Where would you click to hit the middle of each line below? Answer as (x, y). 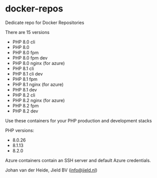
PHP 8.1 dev (25, 89)
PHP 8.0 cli (24, 42)
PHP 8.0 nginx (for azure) (38, 63)
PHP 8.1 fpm (25, 79)
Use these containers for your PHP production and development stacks (78, 120)
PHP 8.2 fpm (25, 105)
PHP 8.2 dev (25, 111)
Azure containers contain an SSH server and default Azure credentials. (78, 160)
